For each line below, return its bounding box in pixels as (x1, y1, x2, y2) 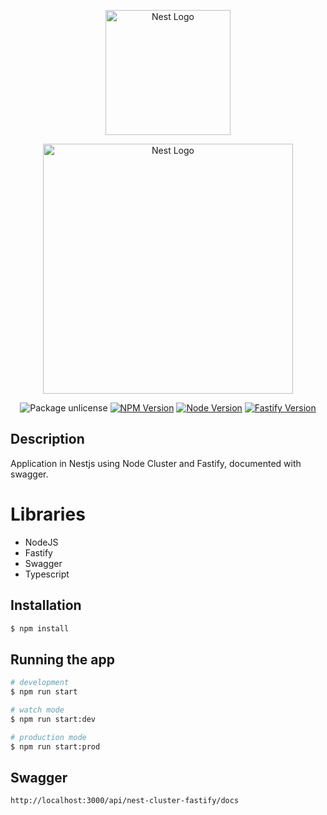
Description (10, 431, 85, 448)
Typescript (24, 568, 70, 580)
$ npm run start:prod (10, 741, 101, 752)
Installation (10, 597, 82, 614)
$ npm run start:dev (10, 714, 97, 724)
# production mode (10, 732, 87, 742)
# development (10, 678, 70, 688)
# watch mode (10, 705, 65, 715)
